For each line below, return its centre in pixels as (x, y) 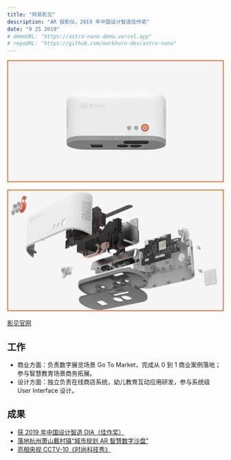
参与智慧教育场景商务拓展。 (56, 373)
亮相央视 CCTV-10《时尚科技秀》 (64, 449)
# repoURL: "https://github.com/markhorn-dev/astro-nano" (92, 44)
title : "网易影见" (32, 14)
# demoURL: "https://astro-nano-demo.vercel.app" (80, 36)
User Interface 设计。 (47, 390)
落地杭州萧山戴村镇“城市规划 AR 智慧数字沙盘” (83, 441)
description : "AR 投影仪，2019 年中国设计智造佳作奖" (78, 22)
